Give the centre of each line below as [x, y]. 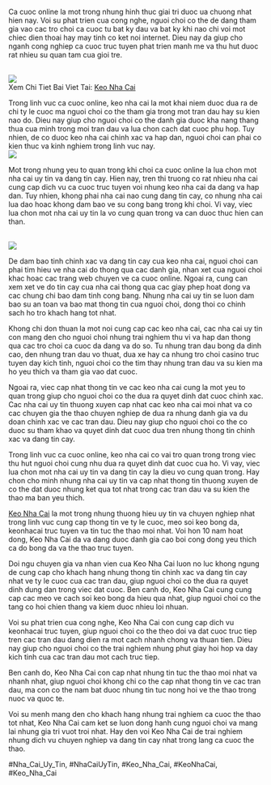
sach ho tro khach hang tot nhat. [63, 313]
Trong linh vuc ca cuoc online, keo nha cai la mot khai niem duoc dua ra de [133, 103]
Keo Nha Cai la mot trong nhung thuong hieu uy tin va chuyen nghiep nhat [132, 513]
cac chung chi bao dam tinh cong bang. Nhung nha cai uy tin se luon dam [131, 296]
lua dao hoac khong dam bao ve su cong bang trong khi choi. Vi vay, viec [131, 204]
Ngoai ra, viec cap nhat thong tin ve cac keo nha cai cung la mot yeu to [127, 387]
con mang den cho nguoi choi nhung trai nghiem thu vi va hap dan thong [129, 337]
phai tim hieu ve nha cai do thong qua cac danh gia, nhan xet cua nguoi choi [135, 270]
